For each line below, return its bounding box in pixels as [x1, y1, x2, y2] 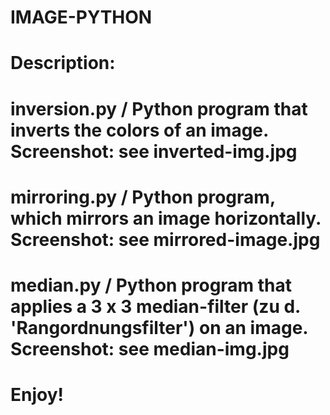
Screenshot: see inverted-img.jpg [10, 140, 298, 163]
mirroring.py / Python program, [10, 186, 276, 208]
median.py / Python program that [10, 274, 293, 296]
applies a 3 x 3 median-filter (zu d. [10, 295, 301, 318]
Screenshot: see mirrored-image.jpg [10, 228, 321, 251]
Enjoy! [10, 384, 65, 406]
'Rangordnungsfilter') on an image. [10, 316, 308, 339]
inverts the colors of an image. [10, 119, 269, 141]
